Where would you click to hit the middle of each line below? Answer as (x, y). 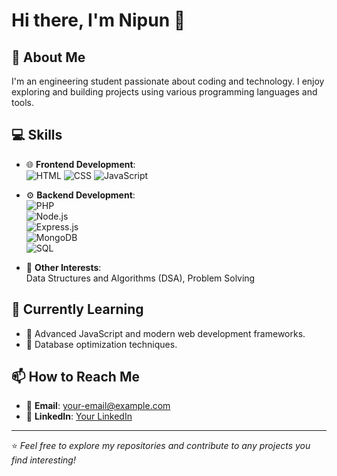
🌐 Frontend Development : (80, 164)
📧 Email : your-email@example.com (98, 406)
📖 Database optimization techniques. (101, 344)
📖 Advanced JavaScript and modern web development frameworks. (165, 333)
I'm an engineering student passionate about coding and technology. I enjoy (168, 81)
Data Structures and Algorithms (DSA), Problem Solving (140, 278)
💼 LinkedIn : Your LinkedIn (79, 416)
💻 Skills (37, 135)
